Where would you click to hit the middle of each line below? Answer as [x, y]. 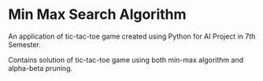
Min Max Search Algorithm [97, 15]
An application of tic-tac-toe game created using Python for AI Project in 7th [132, 36]
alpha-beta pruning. [41, 68]
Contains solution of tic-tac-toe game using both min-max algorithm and [126, 60]
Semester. [24, 44]
